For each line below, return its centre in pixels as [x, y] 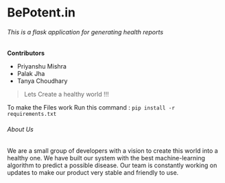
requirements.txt [32, 114]
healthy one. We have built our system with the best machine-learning [106, 158]
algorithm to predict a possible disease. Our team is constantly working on [112, 165]
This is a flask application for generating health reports [85, 32]
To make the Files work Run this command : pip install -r [91, 108]
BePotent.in [42, 13]
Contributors [26, 53]
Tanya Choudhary [42, 81]
